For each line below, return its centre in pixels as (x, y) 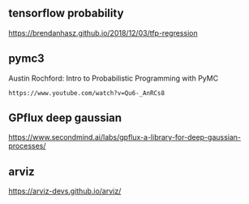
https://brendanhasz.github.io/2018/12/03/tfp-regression (103, 33)
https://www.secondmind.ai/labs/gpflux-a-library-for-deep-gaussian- (125, 137)
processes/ (27, 146)
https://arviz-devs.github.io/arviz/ (65, 191)
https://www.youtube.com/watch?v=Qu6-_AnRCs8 (86, 93)
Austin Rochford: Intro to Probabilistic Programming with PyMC (114, 78)
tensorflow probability (66, 13)
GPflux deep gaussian (65, 118)
